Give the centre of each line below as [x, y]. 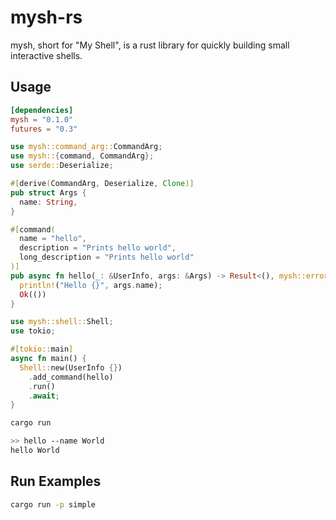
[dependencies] [42, 110]
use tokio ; [33, 331]
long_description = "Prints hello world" [107, 257]
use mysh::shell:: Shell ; [62, 322]
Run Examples [56, 481]
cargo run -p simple [53, 504]
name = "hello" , [53, 239]
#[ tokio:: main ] [42, 349]
